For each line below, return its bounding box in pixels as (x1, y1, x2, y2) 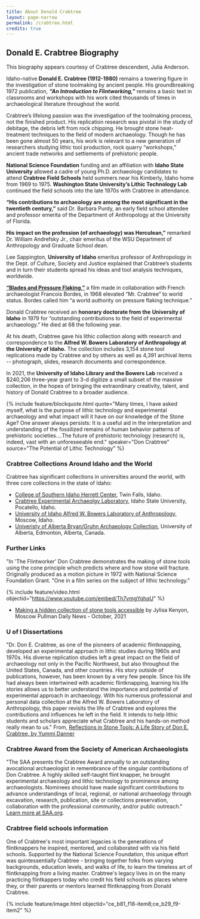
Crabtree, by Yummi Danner (6, 730, 75, 737)
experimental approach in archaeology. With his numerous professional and (6, 691, 192, 699)
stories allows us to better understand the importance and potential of (6, 685, 178, 693)
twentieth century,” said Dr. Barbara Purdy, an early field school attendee (6, 205, 189, 212)
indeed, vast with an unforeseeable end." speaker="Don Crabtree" (6, 439, 170, 446)
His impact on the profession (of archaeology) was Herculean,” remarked (6, 229, 191, 237)
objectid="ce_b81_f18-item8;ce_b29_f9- (82, 900, 181, 907)
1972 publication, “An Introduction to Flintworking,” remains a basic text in (6, 88, 192, 95)
